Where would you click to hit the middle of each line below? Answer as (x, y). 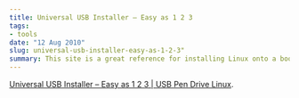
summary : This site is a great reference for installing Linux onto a (143, 59)
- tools (24, 34)
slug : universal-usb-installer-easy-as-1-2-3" (97, 51)
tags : (19, 26)
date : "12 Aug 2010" (48, 42)
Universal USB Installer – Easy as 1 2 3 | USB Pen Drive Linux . (121, 84)
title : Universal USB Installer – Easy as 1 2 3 (101, 17)
